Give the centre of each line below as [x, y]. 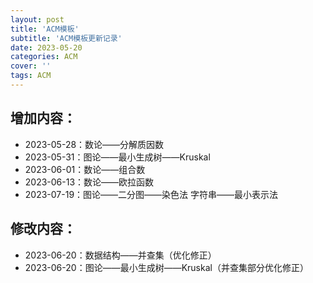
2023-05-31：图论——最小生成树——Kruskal [117, 157]
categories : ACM [44, 57]
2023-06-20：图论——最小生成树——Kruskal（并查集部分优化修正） [166, 267]
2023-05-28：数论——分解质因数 [94, 144]
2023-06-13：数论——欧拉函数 [89, 182]
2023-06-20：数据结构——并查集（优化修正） [120, 255]
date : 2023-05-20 [46, 47]
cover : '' [31, 66]
